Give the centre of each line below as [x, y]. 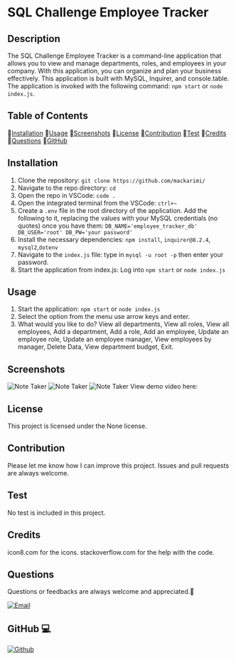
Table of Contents [48, 116]
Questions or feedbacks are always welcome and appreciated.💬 [101, 592]
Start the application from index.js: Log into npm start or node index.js [122, 269]
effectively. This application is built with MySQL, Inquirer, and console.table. [118, 78]
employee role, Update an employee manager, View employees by [114, 340]
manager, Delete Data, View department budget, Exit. [96, 347]
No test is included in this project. [57, 513]
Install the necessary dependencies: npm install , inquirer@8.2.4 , [114, 239]
